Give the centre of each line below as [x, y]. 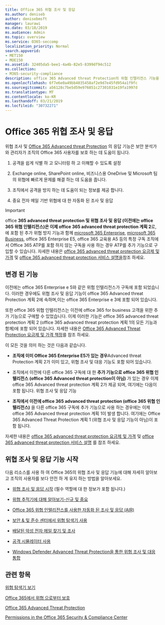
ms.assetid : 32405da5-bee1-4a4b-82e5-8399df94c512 [58, 65]
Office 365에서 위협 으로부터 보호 [38, 598]
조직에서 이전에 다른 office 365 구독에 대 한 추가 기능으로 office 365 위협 [83, 372]
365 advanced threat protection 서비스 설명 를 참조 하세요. [63, 442]
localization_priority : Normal [37, 46]
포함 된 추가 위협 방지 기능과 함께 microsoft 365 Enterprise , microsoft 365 [83, 232]
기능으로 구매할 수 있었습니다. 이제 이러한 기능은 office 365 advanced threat [84, 316]
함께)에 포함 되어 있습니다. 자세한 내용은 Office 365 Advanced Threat [73, 329]
